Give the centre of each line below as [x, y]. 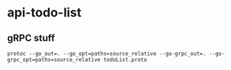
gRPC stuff [31, 38]
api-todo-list [44, 13]
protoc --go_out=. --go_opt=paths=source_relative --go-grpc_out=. [107, 54]
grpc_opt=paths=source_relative [54, 60]
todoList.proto [125, 60]
